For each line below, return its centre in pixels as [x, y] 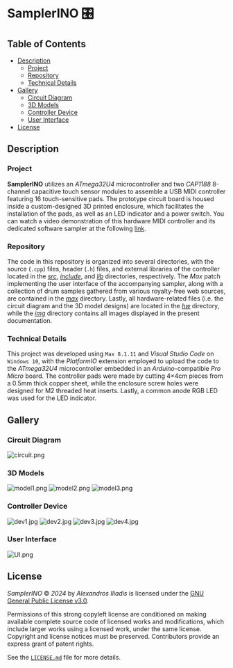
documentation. [30, 320]
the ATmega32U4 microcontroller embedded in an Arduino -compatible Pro [114, 369]
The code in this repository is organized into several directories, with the [111, 261]
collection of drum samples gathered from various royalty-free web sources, [116, 291]
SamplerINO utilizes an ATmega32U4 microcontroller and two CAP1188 [109, 184]
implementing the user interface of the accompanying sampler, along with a [115, 283]
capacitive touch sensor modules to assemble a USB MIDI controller [129, 191]
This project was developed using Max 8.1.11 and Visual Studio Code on [111, 354]
